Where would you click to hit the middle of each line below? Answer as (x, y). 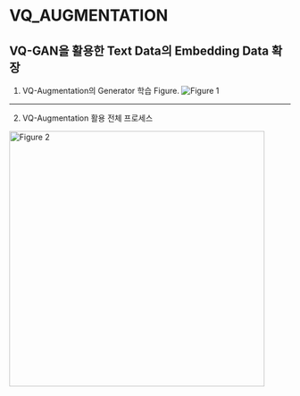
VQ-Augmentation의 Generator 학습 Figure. (101, 91)
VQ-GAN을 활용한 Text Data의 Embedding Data (139, 51)
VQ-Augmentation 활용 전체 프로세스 (87, 118)
